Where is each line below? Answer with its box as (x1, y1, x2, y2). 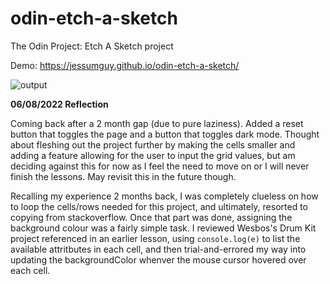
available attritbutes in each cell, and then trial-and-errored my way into (10, 243, 307, 255)
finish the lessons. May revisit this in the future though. (10, 170, 237, 182)
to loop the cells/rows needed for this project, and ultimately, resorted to (10, 200, 308, 212)
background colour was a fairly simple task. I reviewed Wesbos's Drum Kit (10, 222, 317, 234)
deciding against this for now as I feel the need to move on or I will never (10, 160, 310, 172)
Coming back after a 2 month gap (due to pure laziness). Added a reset (10, 117, 304, 129)
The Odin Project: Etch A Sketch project (10, 40, 174, 52)
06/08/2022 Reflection (10, 98, 109, 110)
